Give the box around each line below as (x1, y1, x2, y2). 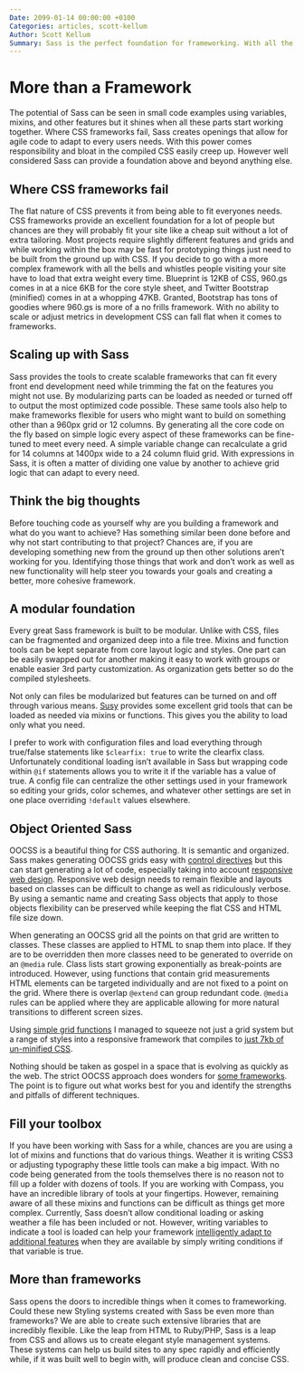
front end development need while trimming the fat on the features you (9, 381, 274, 392)
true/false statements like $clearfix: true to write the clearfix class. (9, 747, 265, 758)
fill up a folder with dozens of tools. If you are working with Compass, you (9, 1179, 284, 1189)
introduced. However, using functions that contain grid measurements (9, 969, 271, 980)
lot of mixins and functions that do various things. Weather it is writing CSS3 (9, 1150, 294, 1160)
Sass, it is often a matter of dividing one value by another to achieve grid (9, 458, 280, 469)
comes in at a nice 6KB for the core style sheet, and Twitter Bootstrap (9, 282, 270, 293)
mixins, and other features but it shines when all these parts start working (9, 117, 283, 128)
